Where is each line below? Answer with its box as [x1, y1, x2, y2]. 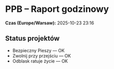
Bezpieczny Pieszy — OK [12, 47, 65, 53]
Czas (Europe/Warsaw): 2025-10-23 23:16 [5, 20, 94, 26]
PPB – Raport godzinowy [5, 3, 109, 15]
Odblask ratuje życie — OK [12, 58, 68, 64]
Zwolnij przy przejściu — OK [12, 53, 71, 59]
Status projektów [5, 34, 60, 43]
